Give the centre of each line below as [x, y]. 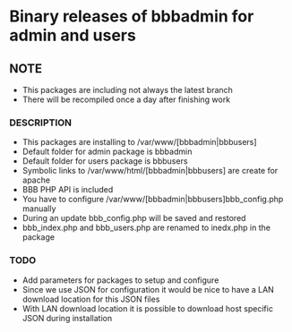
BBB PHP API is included [68, 190]
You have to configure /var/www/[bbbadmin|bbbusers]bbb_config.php [153, 200]
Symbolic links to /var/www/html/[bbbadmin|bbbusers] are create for [150, 171]
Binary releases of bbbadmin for [132, 17]
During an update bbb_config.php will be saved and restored [134, 218]
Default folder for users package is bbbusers [105, 161]
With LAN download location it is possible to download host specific [147, 308]
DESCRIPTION [41, 123]
